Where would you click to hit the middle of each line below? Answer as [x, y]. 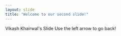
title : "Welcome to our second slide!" [47, 14]
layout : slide [20, 10]
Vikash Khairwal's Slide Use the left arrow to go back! [61, 28]
